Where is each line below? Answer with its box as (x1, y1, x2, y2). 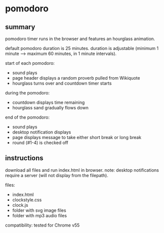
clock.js (12, 202, 29, 208)
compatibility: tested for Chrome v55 (5, 222, 80, 228)
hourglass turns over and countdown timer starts (12, 80, 112, 86)
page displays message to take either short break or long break (12, 135, 142, 140)
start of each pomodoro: (5, 60, 55, 66)
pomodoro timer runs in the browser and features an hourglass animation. (5, 36, 156, 42)
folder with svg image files (12, 207, 67, 213)
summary (5, 23, 36, 31)
